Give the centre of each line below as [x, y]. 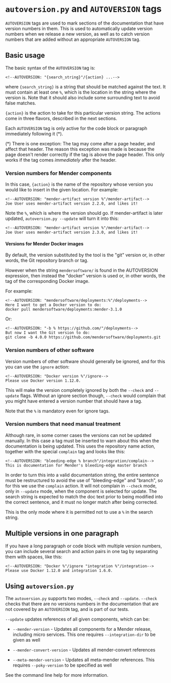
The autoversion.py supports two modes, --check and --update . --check [81, 599]
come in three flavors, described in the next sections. [61, 118]
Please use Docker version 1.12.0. [43, 381]
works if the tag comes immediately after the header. [61, 160]
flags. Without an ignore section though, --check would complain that [93, 395]
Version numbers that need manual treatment [63, 424]
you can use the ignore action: [38, 367]
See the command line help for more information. [57, 675]
